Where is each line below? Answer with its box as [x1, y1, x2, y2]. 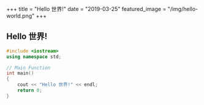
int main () [6, 70, 34, 76]
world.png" [6, 12, 35, 20]
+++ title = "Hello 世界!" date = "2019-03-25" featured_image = [6, 5, 167, 12]
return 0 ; [17, 87, 43, 93]
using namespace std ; [6, 54, 62, 60]
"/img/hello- [167, 5, 198, 12]
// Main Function [6, 65, 51, 71]
